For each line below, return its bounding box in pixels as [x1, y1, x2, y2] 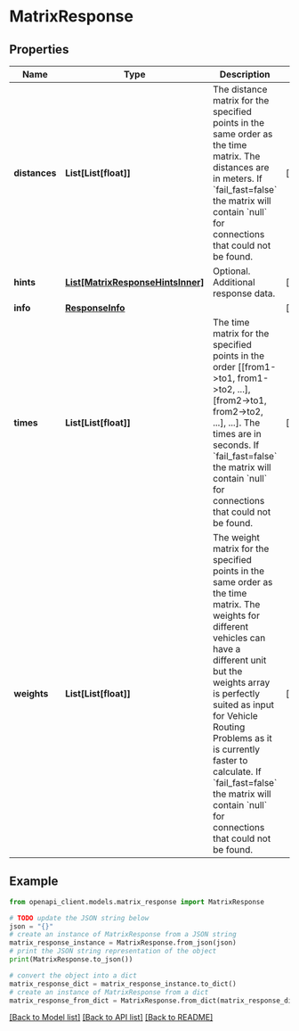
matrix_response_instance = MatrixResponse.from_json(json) [9, 938, 238, 947]
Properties [9, 42, 69, 57]
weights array [213, 676, 271, 689]
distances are [213, 161, 270, 173]
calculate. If [213, 765, 262, 778]
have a [213, 643, 241, 655]
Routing [213, 721, 246, 733]
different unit [213, 654, 267, 666]
